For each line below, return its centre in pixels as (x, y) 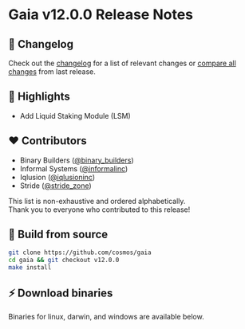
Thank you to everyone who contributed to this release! (99, 210)
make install (30, 268)
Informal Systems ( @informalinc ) (74, 168)
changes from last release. (52, 72)
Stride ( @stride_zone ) (55, 186)
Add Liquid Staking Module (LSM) (75, 116)
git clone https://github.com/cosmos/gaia (80, 253)
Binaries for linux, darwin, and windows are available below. (107, 316)
